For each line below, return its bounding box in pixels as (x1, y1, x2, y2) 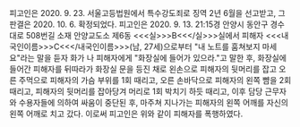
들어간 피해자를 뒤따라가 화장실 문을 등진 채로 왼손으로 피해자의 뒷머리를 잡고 (9, 63, 278, 74)
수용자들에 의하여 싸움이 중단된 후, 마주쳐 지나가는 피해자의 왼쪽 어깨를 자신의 (18, 97, 289, 107)
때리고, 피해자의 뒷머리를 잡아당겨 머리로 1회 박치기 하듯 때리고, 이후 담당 (9, 86, 263, 97)
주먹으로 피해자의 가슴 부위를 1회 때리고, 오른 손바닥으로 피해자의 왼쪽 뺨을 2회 (18, 75, 292, 85)
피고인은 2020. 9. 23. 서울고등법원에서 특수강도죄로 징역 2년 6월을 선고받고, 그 (9, 8, 286, 18)
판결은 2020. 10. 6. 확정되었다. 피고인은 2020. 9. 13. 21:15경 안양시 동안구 (9, 19, 269, 30)
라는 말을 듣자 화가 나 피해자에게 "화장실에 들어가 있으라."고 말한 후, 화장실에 (20, 53, 287, 63)
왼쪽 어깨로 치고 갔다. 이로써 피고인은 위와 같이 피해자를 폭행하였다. (9, 108, 244, 119)
